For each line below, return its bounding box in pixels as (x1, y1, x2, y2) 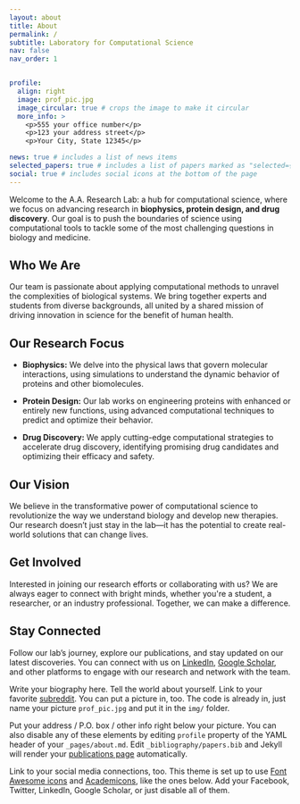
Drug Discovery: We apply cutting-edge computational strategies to (21, 432, 274, 443)
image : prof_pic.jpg (17, 95, 94, 104)
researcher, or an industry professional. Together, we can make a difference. (9, 598, 291, 608)
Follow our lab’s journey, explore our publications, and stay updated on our (9, 647, 284, 657)
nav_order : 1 (9, 54, 58, 63)
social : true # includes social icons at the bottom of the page (9, 169, 257, 179)
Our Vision (9, 477, 70, 492)
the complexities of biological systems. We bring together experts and (9, 291, 268, 302)
